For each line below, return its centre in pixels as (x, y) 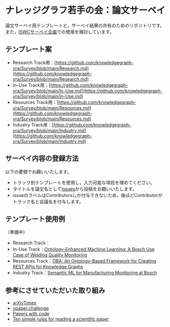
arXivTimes (24, 303)
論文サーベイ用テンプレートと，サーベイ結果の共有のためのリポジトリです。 (85, 25)
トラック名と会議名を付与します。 (48, 202)
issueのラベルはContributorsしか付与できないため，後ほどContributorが (88, 195)
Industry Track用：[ (33, 124)
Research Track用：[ (34, 62)
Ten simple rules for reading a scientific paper (61, 319)
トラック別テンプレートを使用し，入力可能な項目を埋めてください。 (83, 182)
